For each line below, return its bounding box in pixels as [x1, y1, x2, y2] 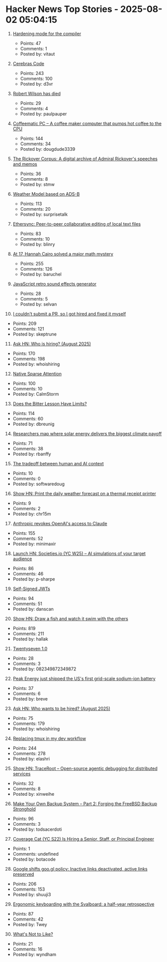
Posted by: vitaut [20, 51, 55, 57]
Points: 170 [12, 350, 35, 356]
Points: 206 [12, 881, 37, 887]
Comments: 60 [12, 415, 44, 421]
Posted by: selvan [20, 301, 57, 307]
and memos [12, 161, 37, 167]
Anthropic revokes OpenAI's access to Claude [12, 520, 107, 526]
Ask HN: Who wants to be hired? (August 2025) [12, 705, 111, 711]
